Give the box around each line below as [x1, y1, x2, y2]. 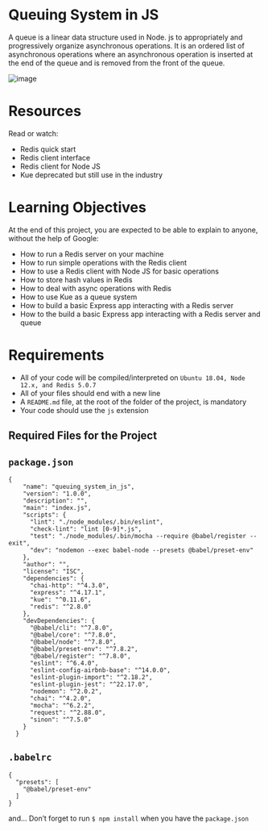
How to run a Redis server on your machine [19, 248, 164, 259]
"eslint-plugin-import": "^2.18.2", [29, 673, 153, 681]
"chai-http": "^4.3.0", [29, 581, 110, 590]
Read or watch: [8, 128, 59, 138]
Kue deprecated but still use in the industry [19, 169, 163, 179]
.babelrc [8, 752, 52, 763]
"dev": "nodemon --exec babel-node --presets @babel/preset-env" [29, 546, 254, 554]
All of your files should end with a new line [19, 388, 161, 398]
